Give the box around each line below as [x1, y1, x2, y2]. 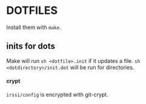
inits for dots [6, 41, 56, 51]
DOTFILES [6, 4, 58, 18]
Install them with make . [6, 24, 62, 31]
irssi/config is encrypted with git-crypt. [6, 91, 108, 98]
